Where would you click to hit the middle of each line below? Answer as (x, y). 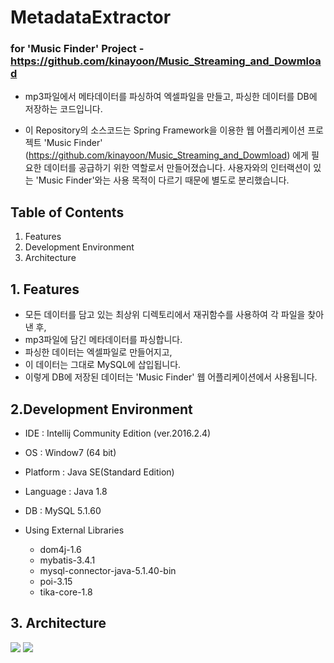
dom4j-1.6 (60, 549)
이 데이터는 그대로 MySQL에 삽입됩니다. (103, 365)
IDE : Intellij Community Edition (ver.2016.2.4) (118, 433)
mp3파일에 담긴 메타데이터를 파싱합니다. (103, 340)
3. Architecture (58, 623)
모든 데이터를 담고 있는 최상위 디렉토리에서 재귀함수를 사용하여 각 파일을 (165, 315)
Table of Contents (67, 212)
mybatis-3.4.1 (67, 560)
